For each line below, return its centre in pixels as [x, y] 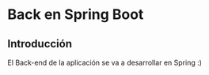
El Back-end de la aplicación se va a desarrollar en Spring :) [105, 62]
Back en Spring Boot [76, 15]
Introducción [40, 44]
